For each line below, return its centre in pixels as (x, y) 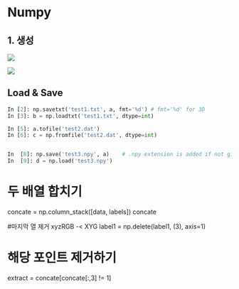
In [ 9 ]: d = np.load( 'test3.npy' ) (60, 161)
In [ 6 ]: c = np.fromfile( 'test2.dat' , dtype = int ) (83, 136)
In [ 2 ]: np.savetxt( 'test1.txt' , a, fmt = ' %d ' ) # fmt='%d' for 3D (106, 109)
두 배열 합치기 (45, 192)
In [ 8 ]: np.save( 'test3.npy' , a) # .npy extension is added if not (116, 154)
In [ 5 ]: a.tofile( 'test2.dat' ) (54, 129)
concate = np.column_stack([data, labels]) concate (82, 212)
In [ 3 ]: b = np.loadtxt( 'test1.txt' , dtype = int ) (81, 116)
